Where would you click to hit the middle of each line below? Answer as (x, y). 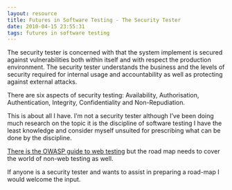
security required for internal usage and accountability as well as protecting (115, 75)
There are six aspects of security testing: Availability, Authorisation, (103, 95)
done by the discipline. (39, 138)
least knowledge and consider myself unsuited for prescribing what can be (114, 131)
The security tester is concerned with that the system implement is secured (115, 53)
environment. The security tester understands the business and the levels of (116, 67)
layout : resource (32, 13)
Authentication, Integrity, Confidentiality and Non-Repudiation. (96, 103)
